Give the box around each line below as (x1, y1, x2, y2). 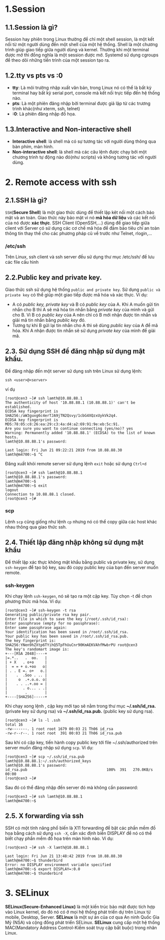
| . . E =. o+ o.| (5, 668, 48, 673)
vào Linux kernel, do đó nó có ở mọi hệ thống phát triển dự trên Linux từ (5, 909, 151, 915)
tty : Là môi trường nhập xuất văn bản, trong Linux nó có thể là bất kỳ (12, 84, 152, 90)
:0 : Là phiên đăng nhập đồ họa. (12, 111, 76, 117)
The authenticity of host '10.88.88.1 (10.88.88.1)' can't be (5, 400, 135, 405)
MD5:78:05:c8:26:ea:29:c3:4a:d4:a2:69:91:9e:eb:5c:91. (5, 421, 120, 427)
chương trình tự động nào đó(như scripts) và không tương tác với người (12, 154, 157, 160)
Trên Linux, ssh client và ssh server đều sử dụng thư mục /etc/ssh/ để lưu (5, 253, 155, 260)
